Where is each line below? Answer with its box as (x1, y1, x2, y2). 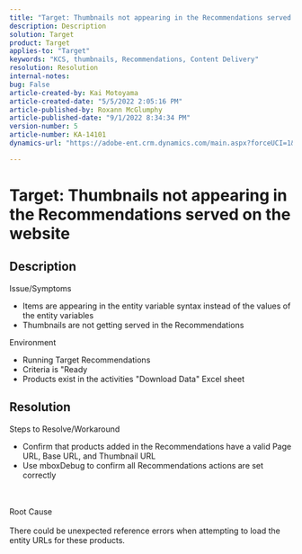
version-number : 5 (9, 122, 78, 131)
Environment (9, 336, 57, 347)
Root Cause (9, 505, 53, 517)
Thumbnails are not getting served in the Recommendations (22, 319, 244, 330)
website (9, 223, 70, 244)
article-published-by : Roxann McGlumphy (9, 105, 164, 114)
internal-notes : (9, 72, 70, 81)
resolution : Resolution (9, 64, 99, 73)
